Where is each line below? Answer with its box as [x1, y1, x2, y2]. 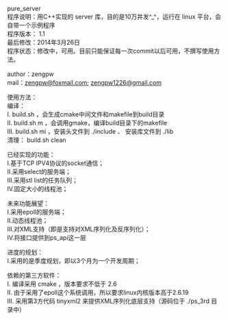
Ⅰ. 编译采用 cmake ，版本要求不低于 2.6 [7, 280, 118, 288]
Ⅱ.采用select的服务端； [7, 168, 72, 175]
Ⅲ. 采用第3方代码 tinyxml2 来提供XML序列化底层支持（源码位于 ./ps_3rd [7, 297, 210, 305]
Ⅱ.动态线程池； [7, 217, 49, 224]
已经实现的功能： [7, 151, 55, 158]
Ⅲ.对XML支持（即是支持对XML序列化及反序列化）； [7, 225, 151, 233]
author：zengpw [7, 70, 54, 78]
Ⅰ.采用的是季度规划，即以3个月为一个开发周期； [7, 257, 140, 264]
